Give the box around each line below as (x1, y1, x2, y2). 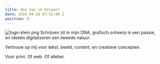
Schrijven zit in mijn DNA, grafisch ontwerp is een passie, (40, 30, 156, 36)
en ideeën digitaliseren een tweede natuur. (5, 35, 91, 41)
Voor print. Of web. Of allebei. (5, 54, 65, 60)
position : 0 (5, 16, 29, 21)
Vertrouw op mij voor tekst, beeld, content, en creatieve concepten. (5, 44, 141, 50)
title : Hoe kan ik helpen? (5, 7, 60, 12)
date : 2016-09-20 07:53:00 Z (5, 12, 64, 17)
